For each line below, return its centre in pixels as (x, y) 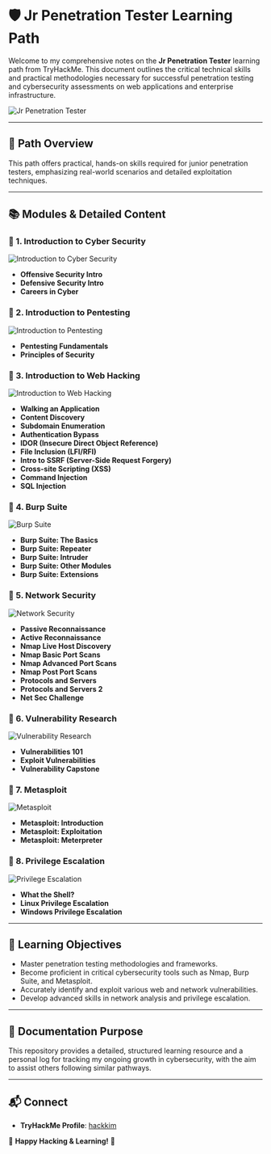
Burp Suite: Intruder (54, 558)
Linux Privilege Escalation (64, 903)
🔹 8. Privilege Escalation (56, 861)
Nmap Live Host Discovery (65, 646)
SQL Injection (43, 486)
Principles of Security (57, 354)
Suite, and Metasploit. (56, 981)
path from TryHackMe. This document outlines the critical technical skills (130, 69)
